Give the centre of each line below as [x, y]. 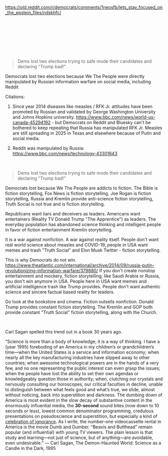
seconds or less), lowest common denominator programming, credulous [79, 411]
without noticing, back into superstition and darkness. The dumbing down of [84, 395]
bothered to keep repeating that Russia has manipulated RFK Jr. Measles [87, 128]
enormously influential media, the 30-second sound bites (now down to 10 [82, 406]
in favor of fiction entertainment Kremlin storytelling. [59, 230]
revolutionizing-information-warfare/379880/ [52, 270]
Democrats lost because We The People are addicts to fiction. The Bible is [82, 188]
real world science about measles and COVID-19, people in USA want [77, 245]
